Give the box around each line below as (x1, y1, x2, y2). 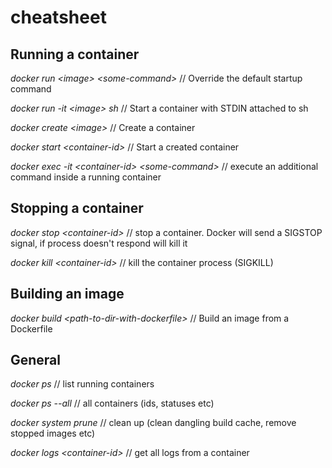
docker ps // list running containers (10, 378, 155, 390)
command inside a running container (10, 171, 162, 183)
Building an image (10, 286, 125, 303)
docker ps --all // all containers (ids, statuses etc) (10, 397, 215, 410)
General (10, 352, 62, 369)
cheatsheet (10, 6, 107, 29)
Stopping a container (10, 200, 144, 217)
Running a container (10, 46, 140, 63)
